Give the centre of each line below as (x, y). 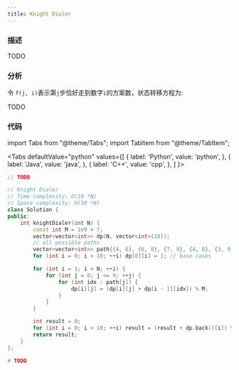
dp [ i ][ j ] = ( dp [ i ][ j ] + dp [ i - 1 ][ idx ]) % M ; (139, 289)
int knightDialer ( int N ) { (60, 223)
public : (19, 216)
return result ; (55, 334)
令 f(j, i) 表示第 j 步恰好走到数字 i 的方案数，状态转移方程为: (95, 92)
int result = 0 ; (57, 322)
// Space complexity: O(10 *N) (54, 203)
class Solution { (33, 210)
